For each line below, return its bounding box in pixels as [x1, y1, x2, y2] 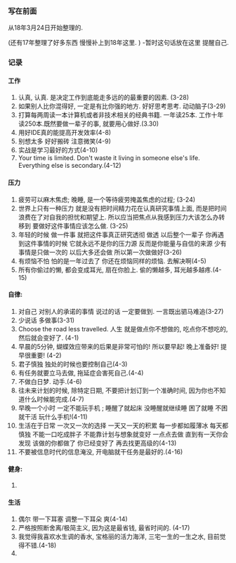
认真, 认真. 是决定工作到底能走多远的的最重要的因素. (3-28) [18, 93, 189, 102]
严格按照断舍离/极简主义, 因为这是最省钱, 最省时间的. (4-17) [18, 524, 190, 532]
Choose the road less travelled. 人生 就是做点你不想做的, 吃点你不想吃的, [18, 324, 228, 333]
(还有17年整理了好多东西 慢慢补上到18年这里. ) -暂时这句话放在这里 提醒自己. [8, 39, 229, 47]
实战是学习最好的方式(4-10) [18, 146, 98, 154]
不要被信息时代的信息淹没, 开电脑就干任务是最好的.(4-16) [18, 447, 183, 456]
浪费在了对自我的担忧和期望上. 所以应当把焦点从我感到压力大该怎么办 [18, 213, 219, 221]
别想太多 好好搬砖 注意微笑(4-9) [18, 137, 112, 145]
